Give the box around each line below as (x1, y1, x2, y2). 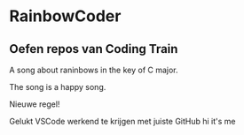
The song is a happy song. (9, 82, 106, 92)
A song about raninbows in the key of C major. (9, 64, 179, 75)
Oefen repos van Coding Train (9, 41, 178, 56)
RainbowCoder (9, 6, 122, 26)
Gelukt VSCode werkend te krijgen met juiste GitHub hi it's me (9, 116, 237, 126)
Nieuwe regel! (9, 99, 60, 109)
